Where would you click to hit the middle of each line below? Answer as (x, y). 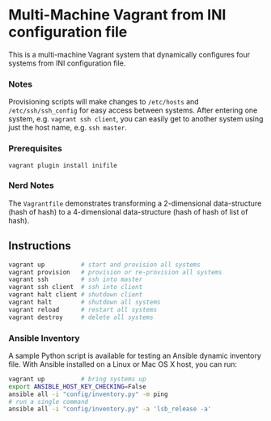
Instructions (40, 246)
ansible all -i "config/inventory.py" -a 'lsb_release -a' (110, 409)
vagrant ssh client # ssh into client (76, 287)
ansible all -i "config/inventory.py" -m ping (88, 394)
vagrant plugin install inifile (63, 165)
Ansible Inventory (44, 338)
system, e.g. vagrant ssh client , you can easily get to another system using (136, 119)
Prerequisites (35, 149)
